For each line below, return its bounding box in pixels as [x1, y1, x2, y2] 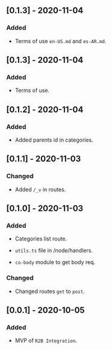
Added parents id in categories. [14, 136, 93, 144]
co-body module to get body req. [14, 259, 96, 266]
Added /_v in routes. [14, 185, 66, 193]
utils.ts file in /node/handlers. [14, 247, 93, 254]
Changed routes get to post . [14, 288, 86, 295]
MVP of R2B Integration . [14, 337, 77, 345]
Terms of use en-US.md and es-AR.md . [14, 37, 107, 45]
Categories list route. [14, 235, 67, 242]
